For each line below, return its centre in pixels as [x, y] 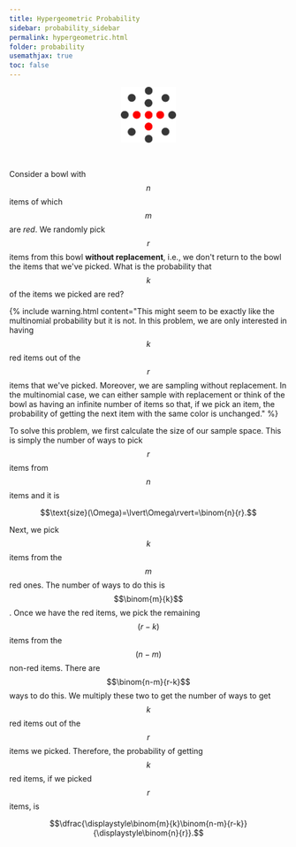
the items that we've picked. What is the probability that [110, 266]
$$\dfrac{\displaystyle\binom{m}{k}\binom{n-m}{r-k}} [148, 824]
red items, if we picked [51, 778]
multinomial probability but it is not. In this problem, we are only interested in [148, 320]
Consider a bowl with [48, 174]
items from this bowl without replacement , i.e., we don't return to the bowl [145, 257]
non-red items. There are [55, 668]
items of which [36, 202]
